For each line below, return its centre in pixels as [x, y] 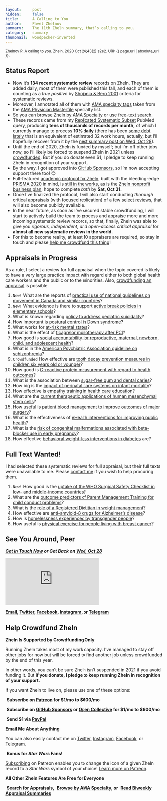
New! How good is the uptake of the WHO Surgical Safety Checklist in [83, 487]
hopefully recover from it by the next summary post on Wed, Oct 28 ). [83, 141]
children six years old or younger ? [48, 364]
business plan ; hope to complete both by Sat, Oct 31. [67, 189]
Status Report [28, 71]
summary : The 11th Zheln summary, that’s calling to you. [70, 28]
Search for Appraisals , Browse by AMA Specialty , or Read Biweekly [79, 788]
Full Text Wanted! [33, 454]
